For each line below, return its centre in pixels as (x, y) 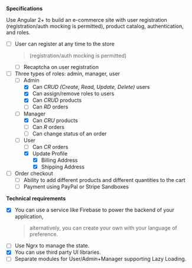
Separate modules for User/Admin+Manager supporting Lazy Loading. (100, 259)
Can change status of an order (69, 133)
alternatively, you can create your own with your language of (103, 228)
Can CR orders (50, 147)
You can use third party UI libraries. (58, 252)
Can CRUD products (57, 100)
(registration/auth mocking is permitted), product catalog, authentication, (95, 26)
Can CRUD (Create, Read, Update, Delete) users (91, 87)
